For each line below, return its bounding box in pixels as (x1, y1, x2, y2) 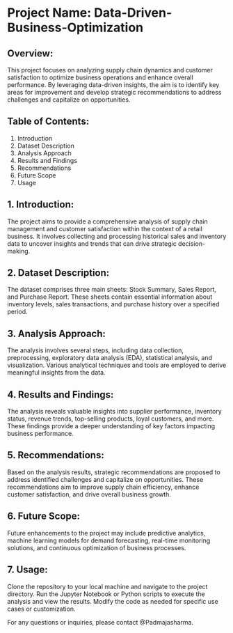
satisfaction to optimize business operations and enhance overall (7, 73, 193, 81)
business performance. (7, 430, 74, 438)
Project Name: (7, 5, 92, 21)
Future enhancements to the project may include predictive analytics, (7, 529, 206, 537)
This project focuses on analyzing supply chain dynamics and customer (7, 66, 214, 74)
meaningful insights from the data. (7, 368, 106, 377)
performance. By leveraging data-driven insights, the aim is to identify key (7, 81, 220, 88)
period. (7, 308, 28, 316)
